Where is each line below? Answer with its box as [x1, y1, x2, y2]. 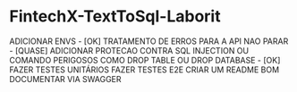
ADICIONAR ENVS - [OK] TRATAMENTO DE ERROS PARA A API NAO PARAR [9, 36, 289, 46]
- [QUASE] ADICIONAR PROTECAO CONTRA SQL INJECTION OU [9, 45, 249, 55]
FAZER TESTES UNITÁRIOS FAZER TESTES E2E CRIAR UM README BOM [9, 64, 280, 75]
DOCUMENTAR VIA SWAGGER [9, 73, 123, 84]
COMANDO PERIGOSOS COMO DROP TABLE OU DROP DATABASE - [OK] [9, 54, 281, 65]
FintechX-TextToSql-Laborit [9, 6, 221, 27]
